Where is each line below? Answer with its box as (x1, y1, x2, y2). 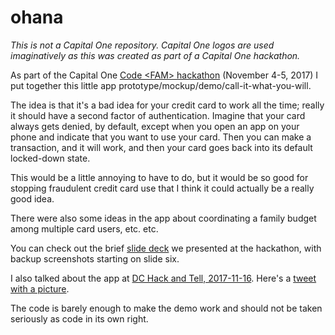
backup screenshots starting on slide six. (10, 252, 180, 265)
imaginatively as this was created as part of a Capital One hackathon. (10, 49, 301, 61)
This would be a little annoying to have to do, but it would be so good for (10, 171, 309, 183)
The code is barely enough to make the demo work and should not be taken (10, 302, 323, 314)
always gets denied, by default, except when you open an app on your (10, 120, 300, 132)
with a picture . (10, 282, 70, 295)
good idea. (10, 192, 55, 205)
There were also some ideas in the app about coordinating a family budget (10, 212, 317, 224)
